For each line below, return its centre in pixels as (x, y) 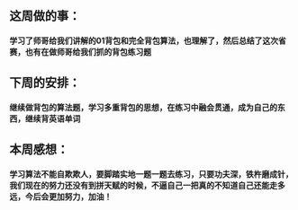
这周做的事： (45, 16)
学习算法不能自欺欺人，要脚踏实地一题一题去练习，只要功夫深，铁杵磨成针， (151, 174)
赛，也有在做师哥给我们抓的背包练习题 (80, 51)
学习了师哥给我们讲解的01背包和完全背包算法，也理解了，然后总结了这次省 (148, 40)
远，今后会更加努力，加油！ (61, 197)
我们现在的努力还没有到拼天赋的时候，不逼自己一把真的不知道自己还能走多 (147, 185)
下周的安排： (45, 83)
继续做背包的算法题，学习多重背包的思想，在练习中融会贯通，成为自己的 (143, 107)
